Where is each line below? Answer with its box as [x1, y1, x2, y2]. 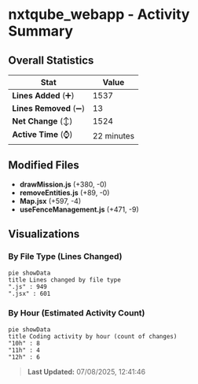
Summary [8, 22, 73, 40]
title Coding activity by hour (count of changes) [8, 332, 178, 340]
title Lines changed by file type [8, 275, 122, 284]
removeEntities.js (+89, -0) [19, 187, 110, 198]
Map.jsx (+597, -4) [19, 196, 81, 205]
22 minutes [92, 130, 135, 141]
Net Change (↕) [12, 116, 73, 127]
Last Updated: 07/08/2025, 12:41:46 [27, 367, 146, 376]
